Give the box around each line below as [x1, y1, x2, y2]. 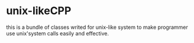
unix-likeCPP [6, 4, 72, 18]
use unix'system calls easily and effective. [6, 29, 109, 37]
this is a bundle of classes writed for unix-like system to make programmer [6, 24, 188, 31]
